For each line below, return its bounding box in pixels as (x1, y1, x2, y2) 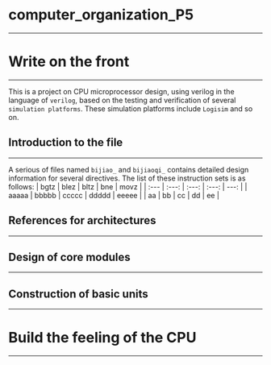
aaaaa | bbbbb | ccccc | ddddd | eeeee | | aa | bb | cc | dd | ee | (8, 190, 220, 200)
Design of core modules (8, 250, 131, 263)
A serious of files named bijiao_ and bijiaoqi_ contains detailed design (8, 164, 249, 174)
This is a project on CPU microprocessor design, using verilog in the (8, 86, 236, 96)
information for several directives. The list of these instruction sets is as (8, 173, 246, 183)
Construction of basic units (8, 287, 148, 301)
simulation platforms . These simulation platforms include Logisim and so (8, 103, 253, 114)
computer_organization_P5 (8, 6, 194, 24)
